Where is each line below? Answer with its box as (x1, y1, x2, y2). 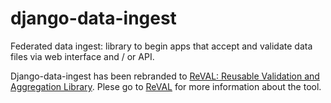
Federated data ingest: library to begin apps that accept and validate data (10, 40, 313, 52)
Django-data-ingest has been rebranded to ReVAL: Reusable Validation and (10, 70, 320, 82)
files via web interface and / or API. (10, 50, 155, 62)
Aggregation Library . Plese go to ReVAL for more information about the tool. (10, 80, 322, 92)
